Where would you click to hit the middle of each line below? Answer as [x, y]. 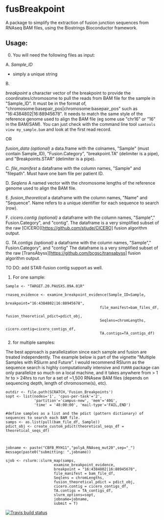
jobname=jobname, [71, 499]
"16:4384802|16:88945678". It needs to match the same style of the [74, 114]
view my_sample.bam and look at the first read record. [59, 129]
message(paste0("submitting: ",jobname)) [48, 452]
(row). [12, 208]
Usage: [17, 43]
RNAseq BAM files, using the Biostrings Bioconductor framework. [71, 27]
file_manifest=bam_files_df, [129, 307]
